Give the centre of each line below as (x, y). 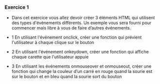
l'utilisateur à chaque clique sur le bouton (53, 42)
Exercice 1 (17, 7)
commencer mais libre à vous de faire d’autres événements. (71, 28)
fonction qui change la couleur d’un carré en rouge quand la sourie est (82, 71)
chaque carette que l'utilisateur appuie (50, 57)
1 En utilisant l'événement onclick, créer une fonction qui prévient (77, 37)
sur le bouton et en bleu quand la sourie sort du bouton (67, 77)
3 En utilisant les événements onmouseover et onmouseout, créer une (81, 66)
